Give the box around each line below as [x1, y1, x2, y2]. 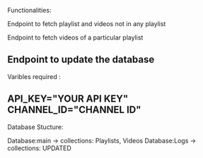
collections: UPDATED [7, 144, 72, 152]
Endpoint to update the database [7, 54, 155, 66]
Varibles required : [7, 72, 62, 80]
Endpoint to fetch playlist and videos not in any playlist [7, 20, 166, 28]
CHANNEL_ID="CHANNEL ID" [7, 104, 141, 116]
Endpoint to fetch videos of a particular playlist [7, 33, 144, 42]
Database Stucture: [7, 123, 64, 131]
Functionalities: [7, 6, 52, 14]
